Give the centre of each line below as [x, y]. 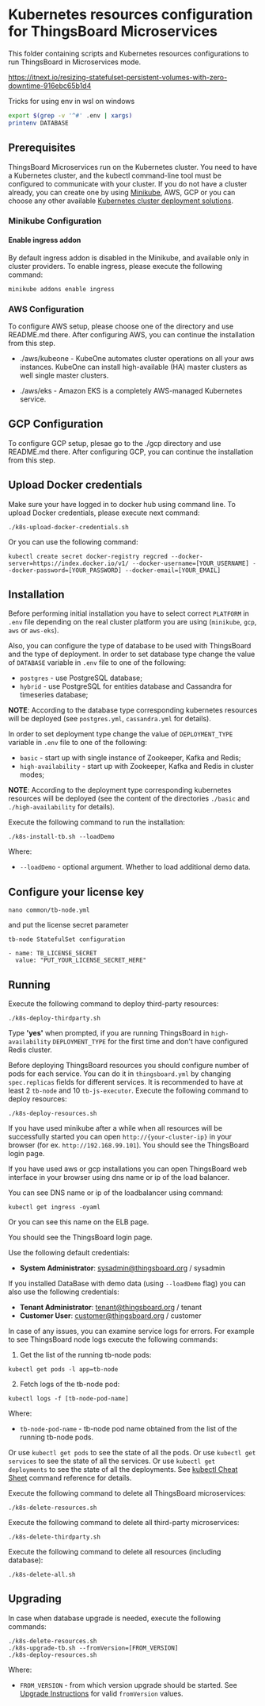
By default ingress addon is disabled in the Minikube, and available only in [129, 257]
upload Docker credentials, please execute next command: [104, 513]
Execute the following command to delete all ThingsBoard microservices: [127, 1493]
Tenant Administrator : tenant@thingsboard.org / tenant [111, 1307]
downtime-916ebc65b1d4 [50, 86]
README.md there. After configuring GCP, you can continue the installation [131, 451]
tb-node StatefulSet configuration [67, 939]
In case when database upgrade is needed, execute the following [115, 1618]
